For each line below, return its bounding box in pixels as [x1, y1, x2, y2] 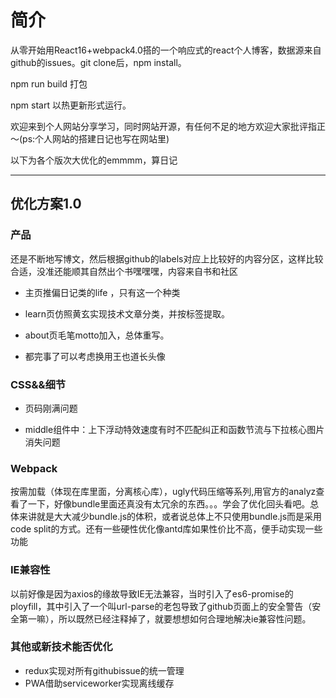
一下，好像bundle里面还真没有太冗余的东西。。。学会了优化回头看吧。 [27, 498, 311, 510]
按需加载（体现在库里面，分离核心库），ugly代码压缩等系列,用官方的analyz [10, 486, 317, 498]
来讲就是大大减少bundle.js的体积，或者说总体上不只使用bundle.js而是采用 [18, 511, 323, 523]
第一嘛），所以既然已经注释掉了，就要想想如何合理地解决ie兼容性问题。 [18, 612, 312, 625]
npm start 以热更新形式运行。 [10, 99, 132, 111]
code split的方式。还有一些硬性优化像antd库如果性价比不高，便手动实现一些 [10, 523, 323, 535]
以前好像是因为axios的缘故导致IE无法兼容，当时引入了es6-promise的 [10, 587, 294, 600]
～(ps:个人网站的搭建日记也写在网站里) [10, 132, 170, 145]
